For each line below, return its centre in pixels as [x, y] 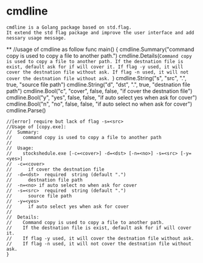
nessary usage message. [36, 38]
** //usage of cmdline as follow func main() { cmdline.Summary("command [100, 49]
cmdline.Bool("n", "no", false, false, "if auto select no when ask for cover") [99, 104]
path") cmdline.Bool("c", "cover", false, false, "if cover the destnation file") [99, 91]
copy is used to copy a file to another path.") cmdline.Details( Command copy [99, 55]
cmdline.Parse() [26, 110]
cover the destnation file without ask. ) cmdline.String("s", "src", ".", [96, 78]
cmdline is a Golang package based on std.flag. [69, 27]
